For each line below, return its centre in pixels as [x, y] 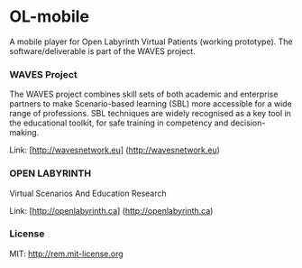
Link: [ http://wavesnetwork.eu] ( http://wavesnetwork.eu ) [115, 150]
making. [24, 133]
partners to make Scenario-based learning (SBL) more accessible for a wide [151, 104]
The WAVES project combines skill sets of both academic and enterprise [144, 94]
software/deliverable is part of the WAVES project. [102, 51]
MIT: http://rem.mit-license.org [66, 254]
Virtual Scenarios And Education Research [88, 193]
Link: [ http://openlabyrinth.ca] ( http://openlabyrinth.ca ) [111, 210]
